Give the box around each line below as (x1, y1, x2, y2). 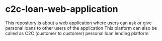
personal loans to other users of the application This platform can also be (5, 25, 157, 31)
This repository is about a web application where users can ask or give (5, 20, 152, 26)
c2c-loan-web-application (5, 3, 118, 15)
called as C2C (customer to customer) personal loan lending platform (5, 30, 149, 36)
